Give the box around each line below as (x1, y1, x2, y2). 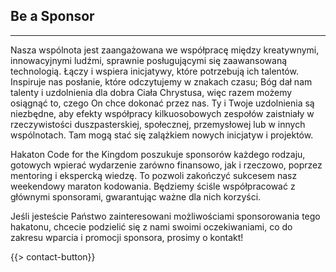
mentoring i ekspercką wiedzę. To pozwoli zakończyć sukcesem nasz (10, 169, 298, 181)
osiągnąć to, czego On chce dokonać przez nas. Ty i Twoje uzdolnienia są (10, 97, 315, 109)
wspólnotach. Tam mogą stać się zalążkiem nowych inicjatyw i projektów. (10, 129, 314, 141)
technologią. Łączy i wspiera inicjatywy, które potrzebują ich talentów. (10, 65, 299, 77)
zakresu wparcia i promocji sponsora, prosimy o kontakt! (10, 231, 244, 243)
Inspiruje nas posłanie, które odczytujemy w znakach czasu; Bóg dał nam (10, 75, 313, 88)
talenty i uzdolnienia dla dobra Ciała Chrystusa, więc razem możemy (10, 86, 293, 98)
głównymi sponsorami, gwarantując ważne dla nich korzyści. (10, 190, 262, 203)
